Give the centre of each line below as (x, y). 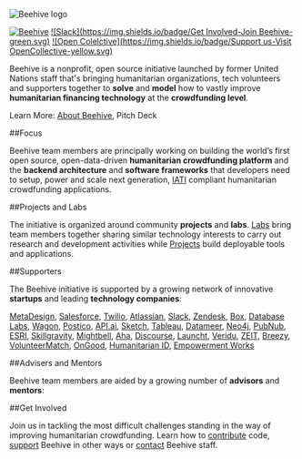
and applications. (42, 254)
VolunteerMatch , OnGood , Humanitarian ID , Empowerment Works (132, 345)
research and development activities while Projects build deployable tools (147, 244)
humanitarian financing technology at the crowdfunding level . (129, 97)
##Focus (26, 133)
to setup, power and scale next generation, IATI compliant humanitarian (143, 179)
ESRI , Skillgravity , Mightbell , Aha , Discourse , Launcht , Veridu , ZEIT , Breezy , (150, 336)
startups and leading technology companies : (96, 299)
